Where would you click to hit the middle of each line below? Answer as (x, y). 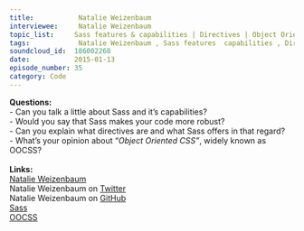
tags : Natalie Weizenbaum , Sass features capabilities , (145, 43)
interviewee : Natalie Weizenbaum (81, 26)
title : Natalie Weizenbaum (81, 18)
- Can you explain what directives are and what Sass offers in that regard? (147, 131)
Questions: (31, 102)
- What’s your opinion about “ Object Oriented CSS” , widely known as (138, 140)
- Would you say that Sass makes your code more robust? (117, 121)
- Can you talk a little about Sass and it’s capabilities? (109, 111)
